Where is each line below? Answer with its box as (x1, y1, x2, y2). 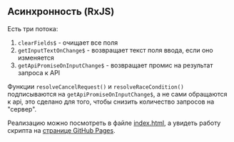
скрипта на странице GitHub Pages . (7, 126, 116, 134)
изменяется (17, 53, 55, 62)
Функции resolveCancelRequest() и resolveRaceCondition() (7, 82, 184, 91)
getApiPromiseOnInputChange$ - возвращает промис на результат (17, 60, 213, 70)
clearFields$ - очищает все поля (17, 38, 118, 47)
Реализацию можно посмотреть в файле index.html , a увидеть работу (7, 119, 221, 127)
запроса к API (17, 68, 61, 77)
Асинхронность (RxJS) (7, 6, 115, 18)
